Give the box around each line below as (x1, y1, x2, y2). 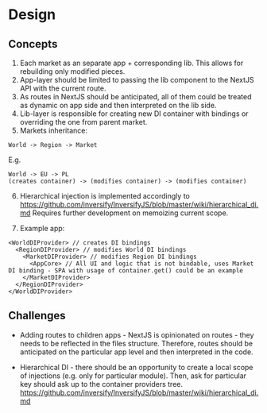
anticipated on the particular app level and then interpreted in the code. (19, 347, 253, 357)
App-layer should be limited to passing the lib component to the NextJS (19, 75, 254, 84)
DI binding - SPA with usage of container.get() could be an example (8, 267, 244, 275)
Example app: (19, 224, 65, 233)
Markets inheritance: (19, 125, 87, 135)
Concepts (8, 37, 58, 51)
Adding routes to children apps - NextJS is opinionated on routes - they (19, 330, 254, 339)
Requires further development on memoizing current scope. (32, 208, 229, 218)
